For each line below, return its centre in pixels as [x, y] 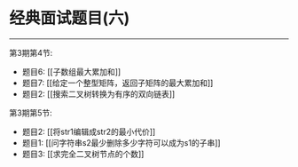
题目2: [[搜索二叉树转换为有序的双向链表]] [98, 93]
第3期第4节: [31, 52]
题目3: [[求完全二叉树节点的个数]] [83, 154]
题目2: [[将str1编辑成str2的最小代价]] [89, 131]
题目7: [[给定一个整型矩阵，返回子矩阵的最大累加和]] [118, 83]
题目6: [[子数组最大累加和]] [71, 71]
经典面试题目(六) [70, 18]
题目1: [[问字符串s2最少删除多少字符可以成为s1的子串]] [121, 142]
